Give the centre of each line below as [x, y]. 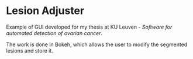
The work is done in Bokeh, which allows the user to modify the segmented [97, 44]
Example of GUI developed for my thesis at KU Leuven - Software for [89, 27]
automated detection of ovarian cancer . [54, 33]
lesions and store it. [30, 50]
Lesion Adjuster [45, 11]
